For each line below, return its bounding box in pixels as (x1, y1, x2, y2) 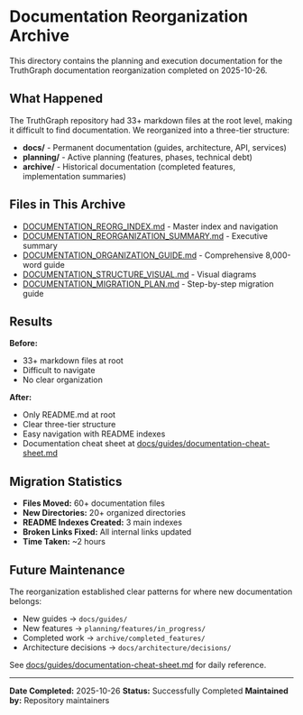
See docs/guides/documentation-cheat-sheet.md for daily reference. (9, 660, 267, 670)
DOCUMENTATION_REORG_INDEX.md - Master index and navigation (22, 221, 279, 232)
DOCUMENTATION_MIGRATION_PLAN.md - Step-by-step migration (22, 278, 274, 289)
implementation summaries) (22, 170, 126, 181)
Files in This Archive (9, 197, 126, 213)
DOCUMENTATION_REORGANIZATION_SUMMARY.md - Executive (22, 230, 269, 241)
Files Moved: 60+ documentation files (22, 498, 165, 509)
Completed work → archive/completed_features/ (22, 633, 206, 643)
